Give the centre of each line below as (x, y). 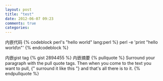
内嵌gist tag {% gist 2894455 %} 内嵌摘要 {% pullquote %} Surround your (80, 58)
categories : (17, 28)
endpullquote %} (22, 74)
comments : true (21, 23)
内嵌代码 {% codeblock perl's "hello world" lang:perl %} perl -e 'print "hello (81, 42)
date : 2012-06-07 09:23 (29, 19)
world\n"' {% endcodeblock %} (37, 48)
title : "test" (20, 14)
